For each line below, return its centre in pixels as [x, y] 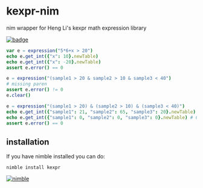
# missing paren [27, 84]
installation [28, 142]
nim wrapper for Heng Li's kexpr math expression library [76, 28]
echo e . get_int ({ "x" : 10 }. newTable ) [52, 56]
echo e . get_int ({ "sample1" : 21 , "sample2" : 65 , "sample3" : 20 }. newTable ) [101, 112]
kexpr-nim [33, 11]
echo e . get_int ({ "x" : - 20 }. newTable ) [54, 62]
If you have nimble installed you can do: [56, 157]
